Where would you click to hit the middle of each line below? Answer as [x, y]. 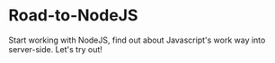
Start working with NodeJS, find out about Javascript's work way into [137, 40]
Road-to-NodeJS [73, 16]
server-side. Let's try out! [55, 49]
